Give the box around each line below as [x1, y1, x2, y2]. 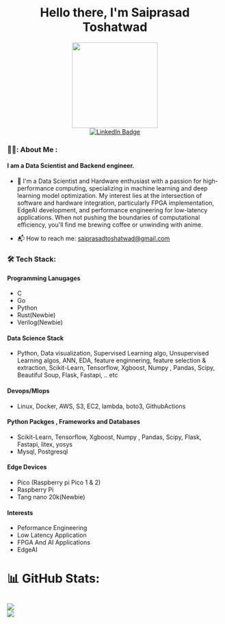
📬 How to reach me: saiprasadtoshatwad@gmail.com [16, 234, 170, 242]
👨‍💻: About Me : [7, 145, 58, 154]
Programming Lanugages [7, 274, 81, 282]
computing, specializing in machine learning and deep [55, 184, 208, 192]
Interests [7, 508, 34, 516]
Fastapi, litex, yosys [16, 440, 73, 448]
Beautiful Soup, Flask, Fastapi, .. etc [16, 371, 118, 379]
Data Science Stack [7, 334, 64, 342]
